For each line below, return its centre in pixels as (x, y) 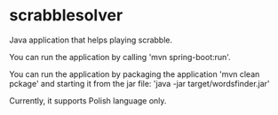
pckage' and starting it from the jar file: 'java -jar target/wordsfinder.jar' (139, 83)
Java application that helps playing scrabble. (91, 40)
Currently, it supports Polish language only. (88, 100)
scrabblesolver (66, 15)
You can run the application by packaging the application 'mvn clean (135, 74)
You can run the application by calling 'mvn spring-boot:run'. (120, 57)
